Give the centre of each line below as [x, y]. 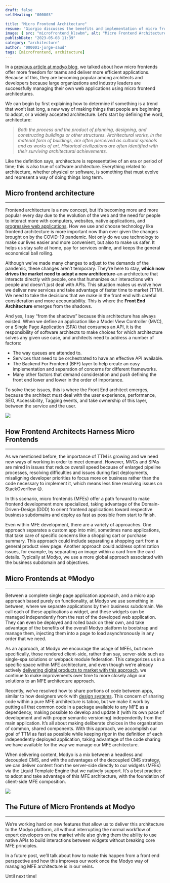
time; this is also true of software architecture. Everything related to [75, 166]
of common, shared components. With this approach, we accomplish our [81, 729]
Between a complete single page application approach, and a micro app [80, 595]
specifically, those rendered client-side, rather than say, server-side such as [85, 654]
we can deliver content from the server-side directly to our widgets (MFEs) [83, 766]
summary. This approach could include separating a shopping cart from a [82, 541]
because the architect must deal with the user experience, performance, [81, 395]
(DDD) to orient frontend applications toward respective [95, 510]
